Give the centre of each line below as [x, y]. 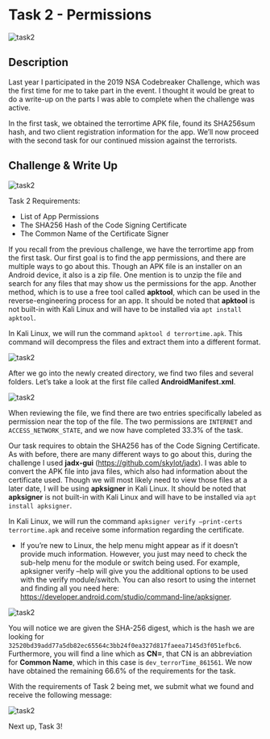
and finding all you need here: [69, 588]
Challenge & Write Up [63, 166]
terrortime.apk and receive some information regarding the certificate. [126, 529]
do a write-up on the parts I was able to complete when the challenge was [132, 99]
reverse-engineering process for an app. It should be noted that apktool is [132, 301]
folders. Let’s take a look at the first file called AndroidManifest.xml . [122, 381]
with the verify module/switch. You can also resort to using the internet [138, 579]
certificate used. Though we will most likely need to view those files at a [128, 480]
